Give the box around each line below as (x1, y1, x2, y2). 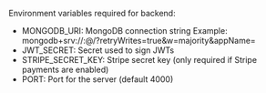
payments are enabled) (21, 64, 109, 75)
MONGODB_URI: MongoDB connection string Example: (21, 26, 229, 36)
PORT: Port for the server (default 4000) (21, 74, 174, 85)
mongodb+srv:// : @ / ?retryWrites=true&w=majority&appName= (21, 36, 256, 46)
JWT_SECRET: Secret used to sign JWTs (21, 45, 175, 56)
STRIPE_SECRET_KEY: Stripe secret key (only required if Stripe (21, 55, 257, 65)
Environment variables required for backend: (8, 8, 176, 18)
